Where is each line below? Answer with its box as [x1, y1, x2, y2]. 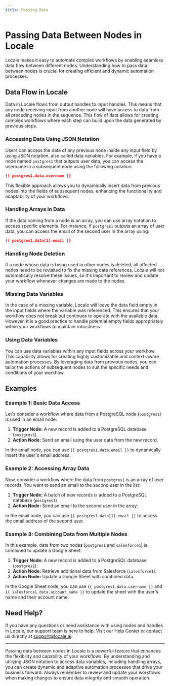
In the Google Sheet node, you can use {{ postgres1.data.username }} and [5, 583, 163, 589]
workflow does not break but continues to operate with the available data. [5, 313, 159, 319]
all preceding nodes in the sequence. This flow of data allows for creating [5, 112, 159, 118]
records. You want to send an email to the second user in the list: [5, 482, 141, 488]
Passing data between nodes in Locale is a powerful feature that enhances [5, 647, 161, 653]
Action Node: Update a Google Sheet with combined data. [12, 573, 135, 579]
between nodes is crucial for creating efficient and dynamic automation [5, 68, 154, 74]
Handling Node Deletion [5, 250, 65, 257]
